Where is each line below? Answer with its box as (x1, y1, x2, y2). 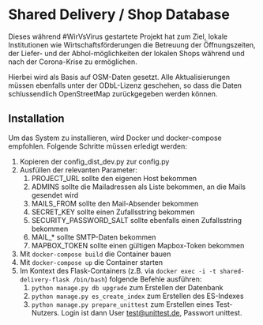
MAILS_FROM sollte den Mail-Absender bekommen (31, 198, 199, 208)
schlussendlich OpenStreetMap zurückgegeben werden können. (8, 89, 218, 98)
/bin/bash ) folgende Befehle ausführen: (73, 274, 202, 284)
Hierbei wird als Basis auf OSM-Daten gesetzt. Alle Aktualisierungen (8, 72, 231, 81)
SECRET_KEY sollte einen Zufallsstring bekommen (31, 207, 195, 217)
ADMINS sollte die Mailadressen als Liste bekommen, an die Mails (31, 182, 246, 191)
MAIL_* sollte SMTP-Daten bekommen (31, 232, 156, 242)
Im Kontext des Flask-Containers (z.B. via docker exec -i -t (19, 266, 217, 275)
